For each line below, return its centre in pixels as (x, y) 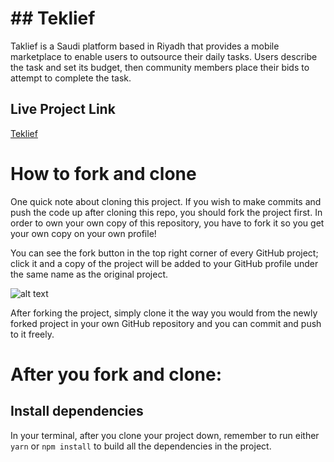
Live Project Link (63, 109)
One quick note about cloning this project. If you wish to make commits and (166, 201)
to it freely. (32, 334)
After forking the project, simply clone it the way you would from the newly (164, 313)
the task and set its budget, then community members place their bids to (160, 67)
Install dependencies (77, 411)
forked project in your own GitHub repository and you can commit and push (166, 323)
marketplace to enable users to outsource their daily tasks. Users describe (164, 56)
